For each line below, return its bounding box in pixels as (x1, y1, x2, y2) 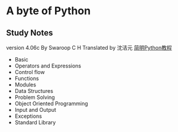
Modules (14, 81, 37, 88)
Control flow (14, 69, 46, 75)
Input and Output (14, 107, 56, 113)
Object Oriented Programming (14, 100, 89, 107)
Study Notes (6, 28, 53, 38)
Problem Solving (14, 94, 55, 101)
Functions (14, 75, 40, 82)
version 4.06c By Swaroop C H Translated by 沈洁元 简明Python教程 (6, 44, 173, 51)
